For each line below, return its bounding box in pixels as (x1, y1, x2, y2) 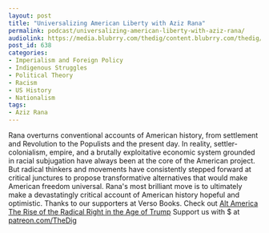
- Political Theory (8, 71, 74, 79)
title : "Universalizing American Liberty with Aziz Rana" (8, 19, 206, 27)
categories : (8, 49, 48, 57)
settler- (213, 139, 238, 148)
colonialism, (8, 147, 48, 157)
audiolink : (8, 34, 45, 42)
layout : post (8, 11, 52, 20)
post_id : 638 (8, 42, 52, 50)
